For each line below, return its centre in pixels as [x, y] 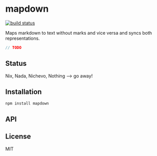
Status [16, 63]
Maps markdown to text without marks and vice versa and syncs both [79, 33]
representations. [23, 38]
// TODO [14, 47]
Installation [24, 92]
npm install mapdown [27, 103]
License [18, 136]
